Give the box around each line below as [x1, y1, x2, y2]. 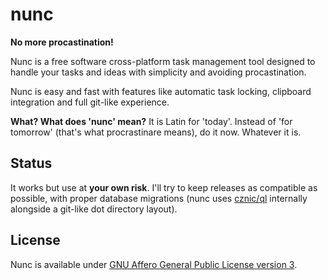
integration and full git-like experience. [10, 96, 170, 108]
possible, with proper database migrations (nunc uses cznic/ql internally [10, 192, 308, 204]
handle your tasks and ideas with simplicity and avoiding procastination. [10, 66, 307, 78]
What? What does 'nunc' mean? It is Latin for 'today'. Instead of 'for [10, 115, 293, 127]
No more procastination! [10, 36, 114, 48]
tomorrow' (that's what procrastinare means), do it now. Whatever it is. [10, 126, 302, 138]
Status [10, 155, 53, 172]
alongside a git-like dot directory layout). [10, 203, 178, 215]
